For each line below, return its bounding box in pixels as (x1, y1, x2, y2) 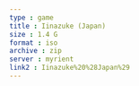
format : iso (9, 38, 58, 47)
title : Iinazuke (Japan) (9, 21, 106, 30)
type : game (9, 13, 54, 22)
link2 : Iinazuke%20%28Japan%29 (9, 64, 130, 73)
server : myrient (9, 55, 74, 64)
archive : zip (9, 47, 63, 56)
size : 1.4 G (9, 30, 58, 39)
